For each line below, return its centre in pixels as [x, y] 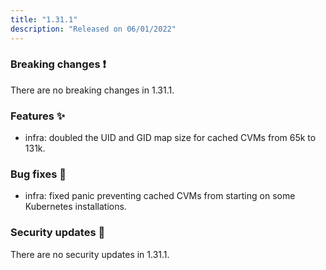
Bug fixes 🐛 [38, 174]
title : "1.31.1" [44, 19]
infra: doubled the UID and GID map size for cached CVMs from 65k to [170, 138]
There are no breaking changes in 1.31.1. [92, 90]
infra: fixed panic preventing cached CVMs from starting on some [160, 196]
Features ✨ [38, 116]
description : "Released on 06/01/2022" [93, 29]
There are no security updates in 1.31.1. [90, 254]
